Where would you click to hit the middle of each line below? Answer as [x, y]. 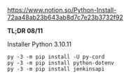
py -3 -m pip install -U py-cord [56, 57]
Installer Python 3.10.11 [40, 44]
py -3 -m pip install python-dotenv [61, 63]
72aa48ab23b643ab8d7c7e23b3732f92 [65, 17]
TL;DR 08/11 [25, 31]
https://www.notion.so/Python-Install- [62, 10]
